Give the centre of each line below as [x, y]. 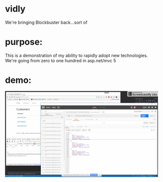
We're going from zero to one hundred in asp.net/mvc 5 [61, 60]
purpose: [24, 42]
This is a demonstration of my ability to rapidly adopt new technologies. [76, 55]
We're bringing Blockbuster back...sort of [46, 22]
